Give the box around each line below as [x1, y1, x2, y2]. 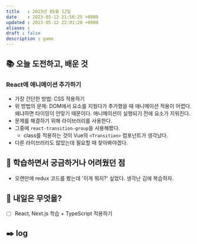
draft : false [6, 30, 41, 36]
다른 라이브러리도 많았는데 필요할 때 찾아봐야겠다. [14, 139, 128, 146]
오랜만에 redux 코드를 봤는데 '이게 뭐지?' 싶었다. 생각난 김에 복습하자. [14, 174, 174, 182]
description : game [6, 36, 54, 42]
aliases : [6, 25, 31, 31]
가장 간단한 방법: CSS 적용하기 [14, 95, 85, 102]
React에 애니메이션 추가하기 [6, 80, 81, 89]
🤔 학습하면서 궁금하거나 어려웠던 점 [6, 158, 125, 168]
